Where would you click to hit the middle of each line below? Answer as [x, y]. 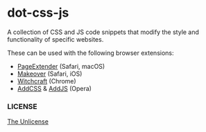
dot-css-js [38, 13]
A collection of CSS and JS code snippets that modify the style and [103, 32]
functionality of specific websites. [55, 39]
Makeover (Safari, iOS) [50, 74]
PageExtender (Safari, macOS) [61, 66]
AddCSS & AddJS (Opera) [54, 88]
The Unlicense [28, 122]
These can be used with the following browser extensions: [91, 53]
